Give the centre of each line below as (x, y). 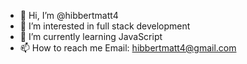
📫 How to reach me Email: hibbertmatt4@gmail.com (128, 48)
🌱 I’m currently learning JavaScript (91, 36)
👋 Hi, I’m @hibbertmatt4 (69, 15)
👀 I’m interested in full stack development (105, 26)
